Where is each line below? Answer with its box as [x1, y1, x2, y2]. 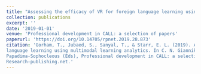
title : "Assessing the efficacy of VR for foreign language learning [6, 8, 184, 15]
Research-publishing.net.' [6, 58, 74, 64]
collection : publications [6, 14, 71, 20]
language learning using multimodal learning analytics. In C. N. [6, 48, 175, 54]
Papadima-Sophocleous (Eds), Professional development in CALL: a [6, 53, 175, 59]
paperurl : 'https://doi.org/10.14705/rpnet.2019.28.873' [6, 36, 151, 42]
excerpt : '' [6, 20, 36, 26]
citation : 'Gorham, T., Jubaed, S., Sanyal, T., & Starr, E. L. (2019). [6, 42, 191, 48]
